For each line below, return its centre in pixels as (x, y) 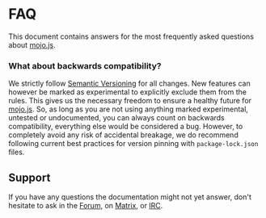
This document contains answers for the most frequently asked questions (131, 36)
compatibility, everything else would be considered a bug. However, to (126, 127)
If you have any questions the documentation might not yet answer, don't (130, 197)
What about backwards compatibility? (85, 65)
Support (30, 177)
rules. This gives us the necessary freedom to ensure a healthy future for (130, 101)
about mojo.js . (32, 44)
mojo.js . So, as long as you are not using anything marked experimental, (129, 109)
